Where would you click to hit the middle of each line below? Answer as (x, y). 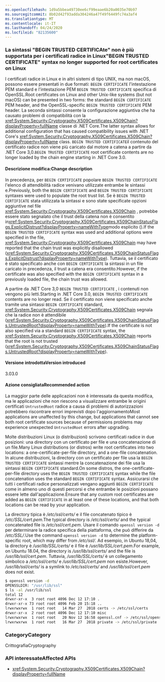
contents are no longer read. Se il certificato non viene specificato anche (79, 299)
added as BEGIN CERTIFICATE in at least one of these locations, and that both (82, 499)
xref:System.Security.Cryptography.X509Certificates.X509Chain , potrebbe (82, 211)
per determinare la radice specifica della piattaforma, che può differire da (79, 530)
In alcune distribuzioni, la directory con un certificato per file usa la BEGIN (79, 457)
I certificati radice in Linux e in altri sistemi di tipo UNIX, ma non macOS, (78, 79)
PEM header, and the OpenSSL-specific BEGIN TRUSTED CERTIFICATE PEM (79, 105)
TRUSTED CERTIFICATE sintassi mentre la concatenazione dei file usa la (75, 463)
